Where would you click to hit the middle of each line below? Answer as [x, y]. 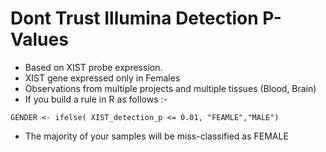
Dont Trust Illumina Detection [134, 18]
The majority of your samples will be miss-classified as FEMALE [156, 136]
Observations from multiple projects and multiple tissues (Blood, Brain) [170, 88]
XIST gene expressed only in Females [102, 78]
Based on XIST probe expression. [93, 67]
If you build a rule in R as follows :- [96, 99]
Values [39, 39]
